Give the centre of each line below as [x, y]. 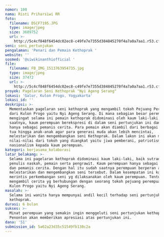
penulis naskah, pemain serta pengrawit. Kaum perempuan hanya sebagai [84, 164]
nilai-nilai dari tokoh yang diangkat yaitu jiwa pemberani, [73, 141]
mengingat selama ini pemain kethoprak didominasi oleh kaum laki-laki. [85, 118]
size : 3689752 [24, 32]
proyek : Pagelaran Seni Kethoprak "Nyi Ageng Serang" [61, 91]
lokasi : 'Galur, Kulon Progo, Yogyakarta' [49, 95]
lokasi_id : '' [20, 100]
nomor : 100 [16, 9]
